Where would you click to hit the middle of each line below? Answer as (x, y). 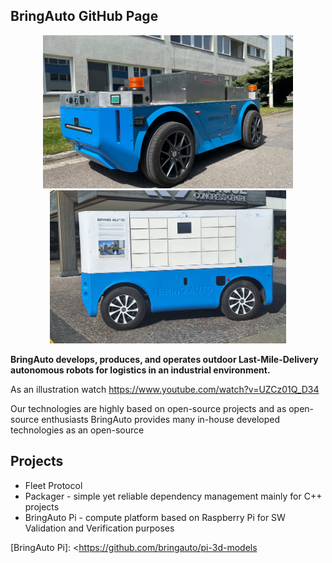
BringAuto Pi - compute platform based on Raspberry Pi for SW (155, 517)
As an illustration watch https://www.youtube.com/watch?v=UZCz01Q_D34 (165, 389)
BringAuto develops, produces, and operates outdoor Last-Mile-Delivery (164, 359)
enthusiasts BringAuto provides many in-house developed (160, 419)
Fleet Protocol (53, 485)
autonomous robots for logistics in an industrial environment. (140, 370)
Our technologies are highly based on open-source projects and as (148, 408)
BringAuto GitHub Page (84, 16)
